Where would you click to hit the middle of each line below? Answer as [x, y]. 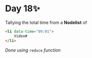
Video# [21, 36]
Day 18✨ [23, 9]
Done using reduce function [33, 50]
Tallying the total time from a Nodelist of [46, 22]
